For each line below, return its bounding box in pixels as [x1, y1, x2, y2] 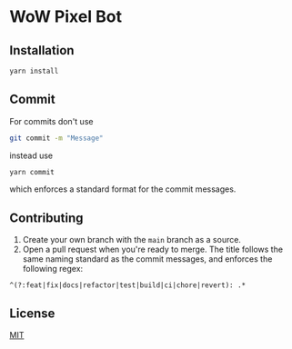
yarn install [9, 66, 59, 75]
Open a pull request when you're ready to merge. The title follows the [22, 244, 284, 255]
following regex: [22, 264, 84, 274]
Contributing [9, 210, 84, 225]
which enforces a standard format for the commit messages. [9, 184, 237, 194]
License [9, 305, 55, 321]
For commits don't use [9, 115, 94, 126]
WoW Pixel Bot [9, 6, 123, 27]
